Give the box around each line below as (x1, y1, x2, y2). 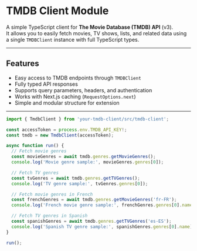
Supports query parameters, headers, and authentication (14, 86, 152, 93)
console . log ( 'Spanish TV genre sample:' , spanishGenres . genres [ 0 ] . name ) (11, 223, 193, 230)
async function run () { (6, 143, 64, 149)
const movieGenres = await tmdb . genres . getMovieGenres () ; (11, 154, 157, 160)
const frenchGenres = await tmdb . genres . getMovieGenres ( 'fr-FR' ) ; (11, 197, 177, 203)
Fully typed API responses (14, 81, 78, 88)
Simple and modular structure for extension (14, 99, 120, 106)
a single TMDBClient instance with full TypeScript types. (6, 36, 140, 43)
